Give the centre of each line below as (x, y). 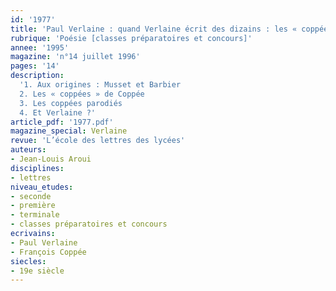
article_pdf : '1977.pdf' (62, 122)
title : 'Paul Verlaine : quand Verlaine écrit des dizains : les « (154, 29)
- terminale (35, 215)
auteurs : (28, 150)
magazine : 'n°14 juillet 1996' (75, 57)
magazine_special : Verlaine (69, 131)
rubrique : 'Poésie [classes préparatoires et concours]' (131, 38)
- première (33, 206)
